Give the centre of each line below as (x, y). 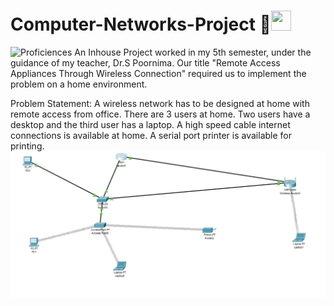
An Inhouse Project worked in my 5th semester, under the (193, 52)
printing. (27, 146)
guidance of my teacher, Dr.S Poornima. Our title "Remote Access (145, 62)
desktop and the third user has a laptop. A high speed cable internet (150, 124)
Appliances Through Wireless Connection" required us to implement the (158, 73)
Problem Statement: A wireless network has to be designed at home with (160, 103)
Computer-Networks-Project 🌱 (141, 24)
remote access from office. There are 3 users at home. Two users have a (160, 114)
